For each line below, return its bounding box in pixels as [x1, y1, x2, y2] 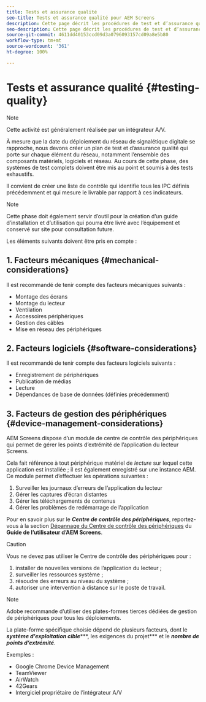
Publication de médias [15, 378, 72, 385]
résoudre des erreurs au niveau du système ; [15, 578, 129, 585]
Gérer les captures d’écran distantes [15, 491, 107, 498]
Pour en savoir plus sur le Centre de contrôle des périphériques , [6, 516, 171, 523]
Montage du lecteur [15, 299, 66, 307]
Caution [6, 541, 26, 548]
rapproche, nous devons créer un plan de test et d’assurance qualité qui [6, 144, 188, 151]
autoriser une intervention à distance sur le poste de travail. [15, 584, 166, 592]
